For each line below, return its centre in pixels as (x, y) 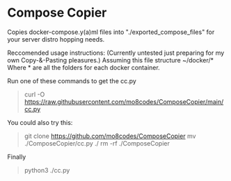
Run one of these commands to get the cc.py (72, 80)
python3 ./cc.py (47, 170)
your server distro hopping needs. (56, 39)
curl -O (34, 94)
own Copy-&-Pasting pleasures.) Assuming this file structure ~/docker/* (111, 60)
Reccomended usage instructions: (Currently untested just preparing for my (116, 53)
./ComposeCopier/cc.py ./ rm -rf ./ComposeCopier (97, 143)
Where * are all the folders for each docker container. (83, 67)
